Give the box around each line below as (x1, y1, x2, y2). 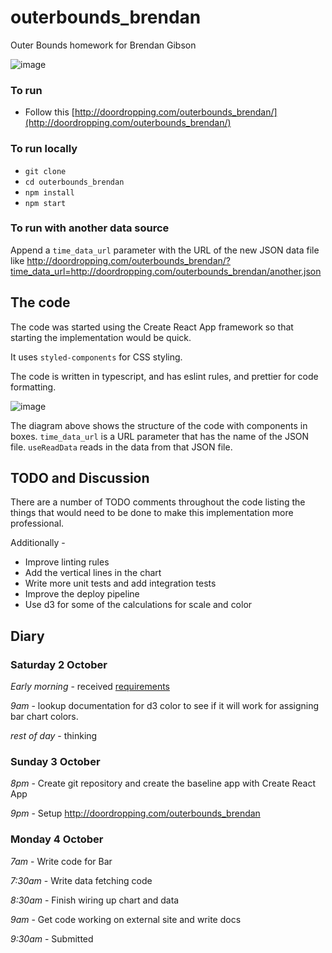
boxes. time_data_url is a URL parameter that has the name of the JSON (10, 430, 310, 442)
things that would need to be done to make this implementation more (10, 507, 294, 519)
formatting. (10, 381, 57, 393)
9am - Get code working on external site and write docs (10, 913, 242, 925)
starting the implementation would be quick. (10, 331, 192, 343)
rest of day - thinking (10, 730, 98, 742)
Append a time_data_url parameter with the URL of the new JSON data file (10, 244, 320, 256)
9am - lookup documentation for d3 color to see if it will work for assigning (10, 700, 320, 712)
